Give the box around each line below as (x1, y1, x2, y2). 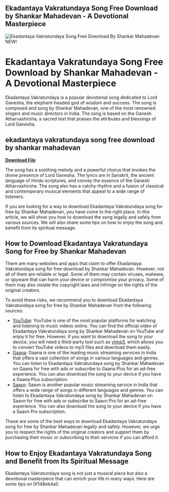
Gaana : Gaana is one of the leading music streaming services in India (12, 350, 156, 356)
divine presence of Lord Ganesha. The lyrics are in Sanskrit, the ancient (5, 172, 154, 178)
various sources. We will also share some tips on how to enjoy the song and (5, 219, 163, 225)
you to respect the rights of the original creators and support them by (5, 429, 150, 435)
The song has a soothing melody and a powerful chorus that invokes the (5, 166, 156, 173)
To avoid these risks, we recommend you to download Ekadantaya (5, 297, 143, 303)
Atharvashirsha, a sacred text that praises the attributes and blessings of (5, 115, 156, 121)
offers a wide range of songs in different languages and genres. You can (12, 387, 163, 393)
